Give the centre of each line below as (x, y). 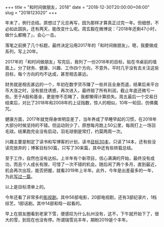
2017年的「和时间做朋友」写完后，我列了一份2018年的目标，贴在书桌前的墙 (81, 62)
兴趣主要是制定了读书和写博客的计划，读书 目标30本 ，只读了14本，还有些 (79, 142)
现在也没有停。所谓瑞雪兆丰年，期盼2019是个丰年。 (78, 220)
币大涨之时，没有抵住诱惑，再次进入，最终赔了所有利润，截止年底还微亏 (78, 90)
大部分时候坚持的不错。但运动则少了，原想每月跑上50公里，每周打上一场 (78, 125)
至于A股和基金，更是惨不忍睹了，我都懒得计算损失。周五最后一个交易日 (85, 96)
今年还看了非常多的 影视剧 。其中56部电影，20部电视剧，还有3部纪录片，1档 (81, 197)
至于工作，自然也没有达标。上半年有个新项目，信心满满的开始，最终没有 (78, 158)
